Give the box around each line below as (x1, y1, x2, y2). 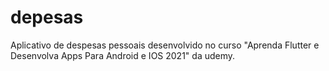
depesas (10, 6, 84, 29)
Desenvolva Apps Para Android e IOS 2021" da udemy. (10, 49, 236, 61)
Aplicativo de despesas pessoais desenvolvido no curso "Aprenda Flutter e (10, 39, 320, 51)
